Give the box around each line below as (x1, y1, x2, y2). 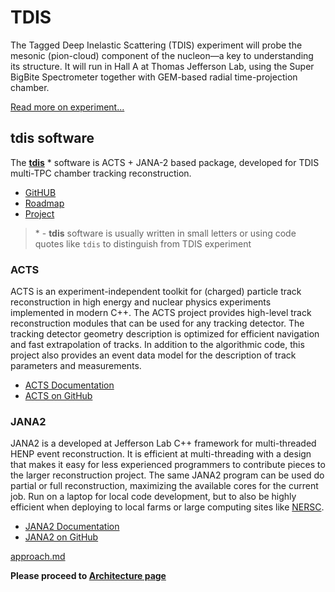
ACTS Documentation (24, 379, 115, 391)
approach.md (10, 551, 66, 563)
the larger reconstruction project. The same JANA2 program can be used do (10, 469, 325, 481)
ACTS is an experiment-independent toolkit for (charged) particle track (10, 286, 302, 298)
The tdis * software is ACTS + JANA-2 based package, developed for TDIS (10, 156, 320, 168)
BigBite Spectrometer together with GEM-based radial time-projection (10, 71, 298, 83)
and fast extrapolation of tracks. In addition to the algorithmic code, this (10, 339, 305, 351)
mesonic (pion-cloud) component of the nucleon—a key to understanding (10, 49, 314, 61)
